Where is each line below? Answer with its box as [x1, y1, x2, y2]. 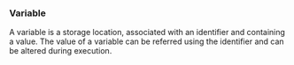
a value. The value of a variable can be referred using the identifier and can [9, 36, 285, 47]
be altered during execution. [9, 46, 112, 56]
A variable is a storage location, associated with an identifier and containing [9, 27, 286, 38]
